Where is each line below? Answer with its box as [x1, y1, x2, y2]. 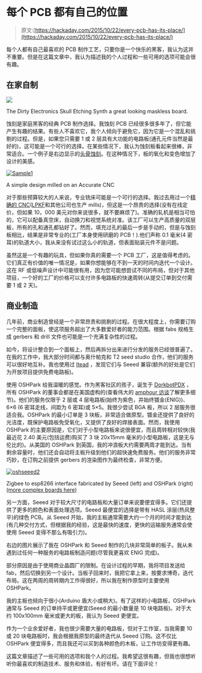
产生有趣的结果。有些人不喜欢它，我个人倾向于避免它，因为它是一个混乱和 [6, 127, 191, 135]
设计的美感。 [6, 157, 38, 165]
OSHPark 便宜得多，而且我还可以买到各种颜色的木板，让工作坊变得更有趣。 [6, 639, 194, 647]
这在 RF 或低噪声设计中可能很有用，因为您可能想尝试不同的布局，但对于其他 [6, 266, 195, 273]
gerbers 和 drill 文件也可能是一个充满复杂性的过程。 [13, 333, 141, 340]
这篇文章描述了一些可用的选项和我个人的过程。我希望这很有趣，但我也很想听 [6, 653, 196, 660]
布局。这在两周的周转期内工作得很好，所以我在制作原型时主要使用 [6, 576, 170, 583]
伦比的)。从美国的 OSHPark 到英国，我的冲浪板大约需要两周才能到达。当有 [6, 441, 192, 448]
